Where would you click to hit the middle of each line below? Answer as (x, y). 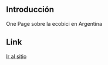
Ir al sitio (16, 56)
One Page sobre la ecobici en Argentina (54, 23)
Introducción (30, 10)
